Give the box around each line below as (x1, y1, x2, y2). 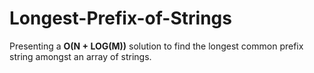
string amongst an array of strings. (9, 50, 152, 62)
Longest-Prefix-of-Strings (9, 7, 232, 30)
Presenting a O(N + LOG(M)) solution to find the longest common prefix (9, 40, 304, 52)
